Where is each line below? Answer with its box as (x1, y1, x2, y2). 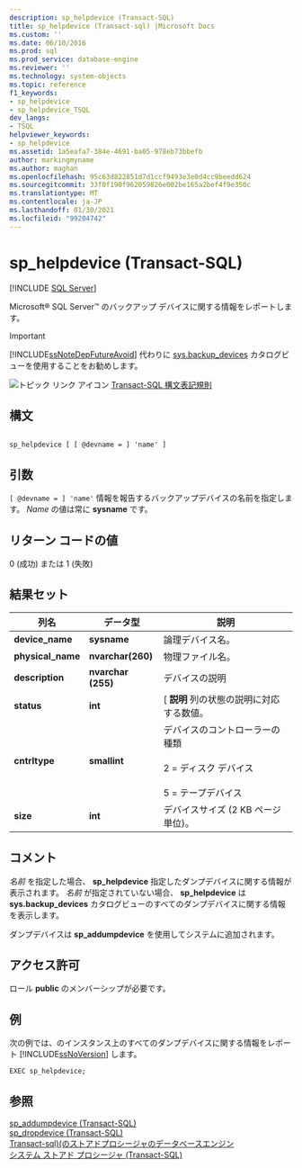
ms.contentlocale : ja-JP (9, 197, 102, 207)
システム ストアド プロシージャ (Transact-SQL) (9, 1149, 182, 1161)
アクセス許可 (9, 957, 80, 973)
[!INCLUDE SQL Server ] (9, 283, 97, 293)
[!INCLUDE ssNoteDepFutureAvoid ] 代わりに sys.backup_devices (9, 348, 249, 360)
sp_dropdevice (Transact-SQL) (9, 1128, 124, 1138)
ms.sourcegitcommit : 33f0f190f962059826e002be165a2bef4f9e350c (9, 181, 252, 190)
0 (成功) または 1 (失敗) (9, 559, 93, 569)
